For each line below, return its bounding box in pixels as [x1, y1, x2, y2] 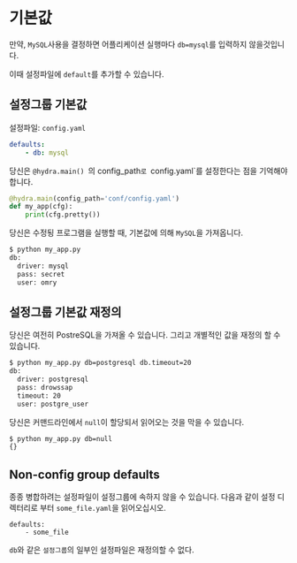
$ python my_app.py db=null [9, 434, 113, 443]
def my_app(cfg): [9, 202, 73, 211]
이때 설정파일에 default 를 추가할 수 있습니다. [9, 68, 164, 80]
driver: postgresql [17, 375, 89, 384]
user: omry [17, 278, 57, 287]
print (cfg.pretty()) [25, 210, 101, 219]
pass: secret [17, 270, 65, 278]
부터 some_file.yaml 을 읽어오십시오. [39, 503, 166, 514]
